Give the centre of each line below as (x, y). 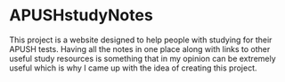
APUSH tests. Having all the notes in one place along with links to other (140, 48)
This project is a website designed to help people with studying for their (141, 40)
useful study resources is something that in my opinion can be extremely (142, 58)
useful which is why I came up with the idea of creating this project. (133, 68)
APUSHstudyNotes (81, 15)
